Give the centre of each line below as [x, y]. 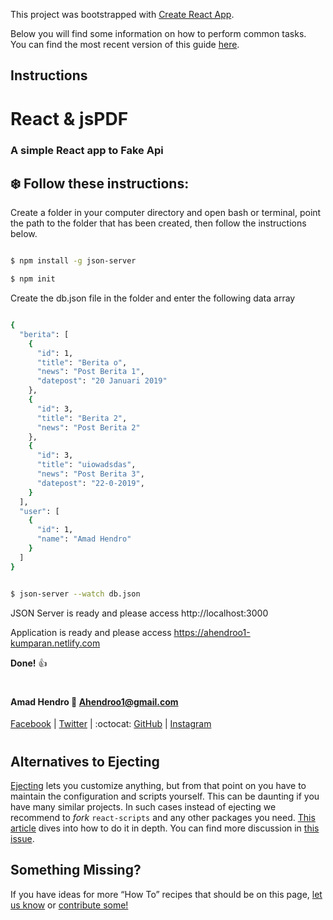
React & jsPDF [69, 118]
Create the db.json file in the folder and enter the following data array [153, 298]
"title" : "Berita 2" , [82, 418]
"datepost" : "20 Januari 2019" [102, 381]
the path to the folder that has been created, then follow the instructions [158, 223]
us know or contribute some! [69, 905]
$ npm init [33, 279]
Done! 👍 [29, 663]
